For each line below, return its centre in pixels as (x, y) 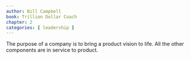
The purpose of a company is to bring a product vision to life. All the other (95, 44)
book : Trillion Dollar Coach (42, 17)
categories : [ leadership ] (40, 27)
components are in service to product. (52, 50)
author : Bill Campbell (34, 11)
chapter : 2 (19, 22)
